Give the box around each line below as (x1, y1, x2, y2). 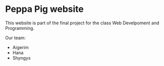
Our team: (5, 35, 26, 41)
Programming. (5, 25, 34, 31)
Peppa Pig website (5, 3, 84, 15)
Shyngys (12, 55, 31, 61)
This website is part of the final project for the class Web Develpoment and (5, 20, 159, 26)
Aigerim (12, 44, 29, 50)
